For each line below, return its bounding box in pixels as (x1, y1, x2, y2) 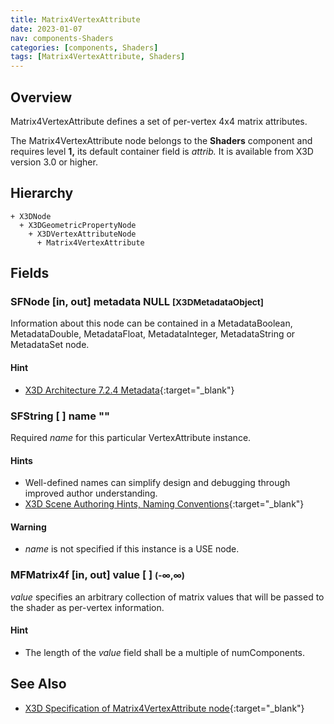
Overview (10, 89, 73, 106)
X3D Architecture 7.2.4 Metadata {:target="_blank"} (24, 384, 235, 396)
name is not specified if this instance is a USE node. (24, 543, 240, 555)
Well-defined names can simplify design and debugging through (24, 477, 291, 489)
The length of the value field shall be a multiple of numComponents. (24, 646, 306, 658)
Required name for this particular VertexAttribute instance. (10, 431, 252, 443)
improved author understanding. (24, 487, 158, 500)
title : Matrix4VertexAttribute (10, 14, 141, 25)
